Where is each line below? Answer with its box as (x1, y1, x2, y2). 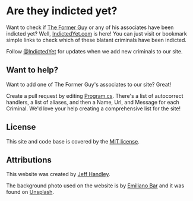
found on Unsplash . (6, 189, 55, 196)
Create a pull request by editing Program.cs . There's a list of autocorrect (6, 92, 183, 99)
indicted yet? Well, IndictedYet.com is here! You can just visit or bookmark (6, 30, 187, 37)
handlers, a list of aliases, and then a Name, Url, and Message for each (6, 98, 179, 106)
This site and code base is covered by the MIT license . (6, 138, 140, 145)
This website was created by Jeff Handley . (6, 171, 110, 178)
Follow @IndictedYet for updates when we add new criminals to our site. (6, 47, 183, 55)
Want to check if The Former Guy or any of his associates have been (6, 24, 174, 31)
